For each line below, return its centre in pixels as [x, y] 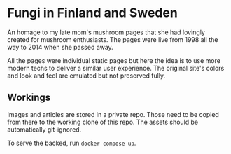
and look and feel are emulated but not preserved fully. [86, 76]
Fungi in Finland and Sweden [93, 13]
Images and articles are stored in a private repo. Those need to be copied [113, 114]
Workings [29, 98]
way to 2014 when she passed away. [60, 47]
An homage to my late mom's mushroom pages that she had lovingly [106, 32]
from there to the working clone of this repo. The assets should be [103, 122]
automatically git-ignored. [44, 129]
